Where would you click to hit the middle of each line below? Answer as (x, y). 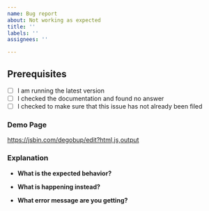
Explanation (28, 158)
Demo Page (27, 125)
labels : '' (23, 33)
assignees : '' (28, 40)
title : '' (22, 26)
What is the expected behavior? (64, 173)
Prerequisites (37, 74)
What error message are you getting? (72, 200)
